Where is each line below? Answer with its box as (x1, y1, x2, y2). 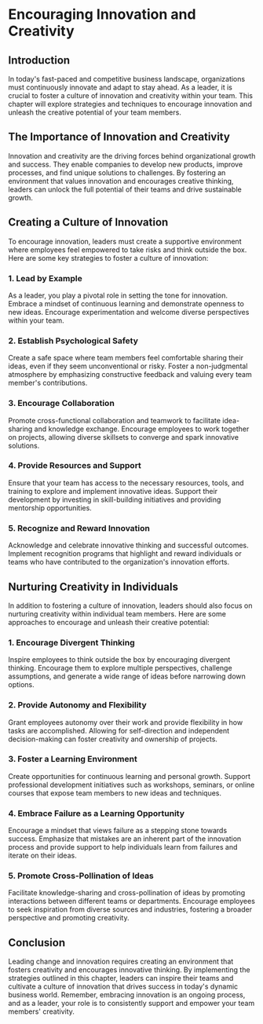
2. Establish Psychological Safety (8, 335, 139, 346)
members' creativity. (8, 1007, 75, 1016)
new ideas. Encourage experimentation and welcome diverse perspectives (8, 307, 250, 316)
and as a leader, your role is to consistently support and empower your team (8, 999, 255, 1008)
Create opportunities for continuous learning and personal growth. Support (8, 771, 251, 781)
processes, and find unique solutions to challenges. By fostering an (8, 167, 226, 177)
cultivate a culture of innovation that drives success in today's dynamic (8, 982, 239, 991)
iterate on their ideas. (8, 850, 77, 861)
